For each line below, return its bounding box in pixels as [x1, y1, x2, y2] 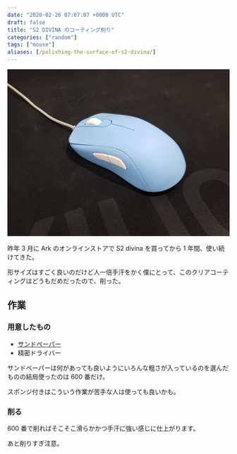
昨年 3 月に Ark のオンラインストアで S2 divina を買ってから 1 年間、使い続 [7, 244, 225, 252]
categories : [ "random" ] [7, 34, 78, 41]
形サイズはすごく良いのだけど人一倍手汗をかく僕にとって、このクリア [7, 268, 210, 276]
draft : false [7, 18, 46, 26]
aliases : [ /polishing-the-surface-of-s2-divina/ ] [7, 49, 157, 56]
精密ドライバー [17, 348, 61, 357]
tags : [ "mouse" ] [7, 41, 55, 49]
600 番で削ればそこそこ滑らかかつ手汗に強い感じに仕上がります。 [7, 424, 200, 432]
